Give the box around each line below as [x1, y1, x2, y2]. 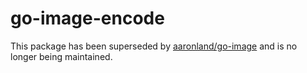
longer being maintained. [10, 50, 113, 62]
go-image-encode [10, 7, 165, 30]
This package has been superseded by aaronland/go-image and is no [10, 40, 298, 52]
